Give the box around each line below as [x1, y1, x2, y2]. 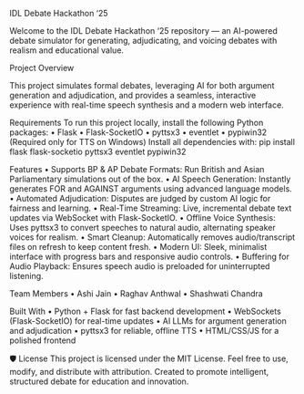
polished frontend [9, 335, 76, 346]
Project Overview [9, 63, 75, 73]
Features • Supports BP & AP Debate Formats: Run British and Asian [9, 164, 265, 174]
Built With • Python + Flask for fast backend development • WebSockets [9, 306, 282, 316]
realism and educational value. [9, 45, 125, 56]
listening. [9, 271, 44, 281]
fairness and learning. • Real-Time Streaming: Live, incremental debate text [9, 202, 292, 213]
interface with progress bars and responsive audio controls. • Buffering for [9, 251, 289, 262]
